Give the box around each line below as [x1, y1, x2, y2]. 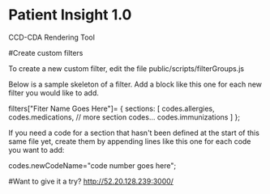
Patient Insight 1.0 [8, 6, 132, 24]
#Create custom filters [8, 48, 84, 57]
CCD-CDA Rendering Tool [8, 32, 96, 42]
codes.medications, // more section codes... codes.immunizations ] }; [8, 112, 241, 122]
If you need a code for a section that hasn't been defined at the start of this [8, 128, 259, 137]
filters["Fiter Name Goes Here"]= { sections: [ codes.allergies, [8, 103, 215, 113]
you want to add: [8, 145, 65, 154]
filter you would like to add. [8, 87, 100, 98]
